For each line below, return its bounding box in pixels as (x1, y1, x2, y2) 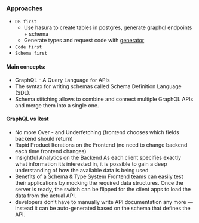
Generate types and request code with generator (23, 37, 145, 44)
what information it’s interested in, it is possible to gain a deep (14, 160, 167, 168)
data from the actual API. (14, 192, 76, 199)
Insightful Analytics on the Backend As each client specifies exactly (14, 154, 181, 161)
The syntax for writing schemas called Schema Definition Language (14, 82, 182, 90)
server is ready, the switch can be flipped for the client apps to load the (14, 185, 191, 193)
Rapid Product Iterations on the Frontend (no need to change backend (14, 141, 188, 148)
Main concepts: (6, 63, 46, 70)
